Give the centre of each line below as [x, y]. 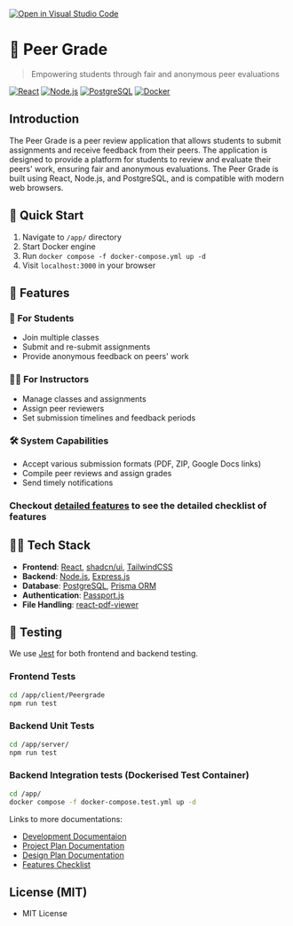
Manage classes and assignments [84, 398]
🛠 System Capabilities [59, 441]
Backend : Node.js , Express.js [76, 576]
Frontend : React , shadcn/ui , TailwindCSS [97, 567]
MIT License [45, 914]
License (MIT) [48, 892]
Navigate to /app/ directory [72, 237]
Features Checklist [56, 864]
